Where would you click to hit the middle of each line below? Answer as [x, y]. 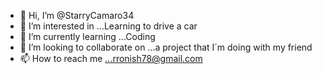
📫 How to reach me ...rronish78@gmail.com [111, 58]
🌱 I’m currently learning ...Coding [87, 36]
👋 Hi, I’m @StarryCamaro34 [77, 15]
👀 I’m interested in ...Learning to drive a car [108, 26]
